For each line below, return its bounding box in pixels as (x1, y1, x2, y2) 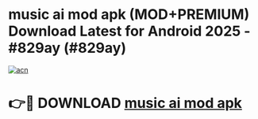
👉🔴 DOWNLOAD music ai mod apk (8, 95, 242, 112)
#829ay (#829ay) (8, 39, 127, 57)
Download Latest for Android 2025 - (8, 22, 251, 40)
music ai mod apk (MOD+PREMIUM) (8, 6, 250, 24)
